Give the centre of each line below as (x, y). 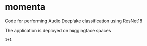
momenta (25, 7)
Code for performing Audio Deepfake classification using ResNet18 (74, 21)
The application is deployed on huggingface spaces (58, 30)
